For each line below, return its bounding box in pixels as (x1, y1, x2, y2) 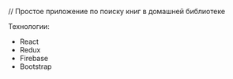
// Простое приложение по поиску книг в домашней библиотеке (8, 7, 226, 16)
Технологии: (8, 22, 50, 31)
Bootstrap (19, 62, 52, 71)
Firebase (19, 54, 49, 63)
